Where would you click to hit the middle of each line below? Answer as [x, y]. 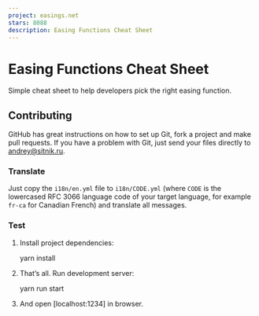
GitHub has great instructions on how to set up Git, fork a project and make [130, 134]
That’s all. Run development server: [77, 273]
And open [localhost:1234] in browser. [81, 303]
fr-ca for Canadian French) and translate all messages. [98, 205]
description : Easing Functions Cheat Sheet [81, 30]
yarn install [37, 258]
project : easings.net [44, 15]
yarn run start [42, 288]
